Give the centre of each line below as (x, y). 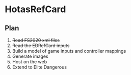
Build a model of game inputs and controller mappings (69, 51)
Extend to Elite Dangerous (40, 67)
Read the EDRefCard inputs (41, 46)
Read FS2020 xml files (36, 40)
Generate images (30, 56)
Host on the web (30, 62)
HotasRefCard (35, 9)
